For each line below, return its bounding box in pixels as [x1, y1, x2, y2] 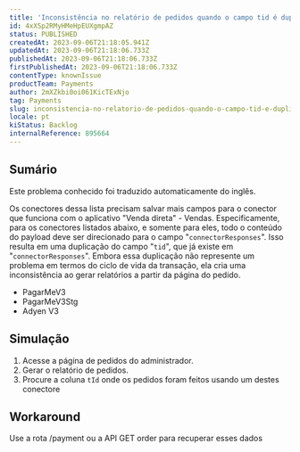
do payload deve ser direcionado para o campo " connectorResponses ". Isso [9, 231, 284, 242]
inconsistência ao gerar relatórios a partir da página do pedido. [9, 269, 241, 280]
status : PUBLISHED [9, 29, 78, 38]
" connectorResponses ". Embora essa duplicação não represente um [9, 251, 255, 261]
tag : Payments [9, 95, 62, 105]
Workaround [9, 409, 81, 424]
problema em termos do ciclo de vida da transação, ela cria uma [9, 259, 246, 270]
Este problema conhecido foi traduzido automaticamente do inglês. [9, 185, 256, 196]
